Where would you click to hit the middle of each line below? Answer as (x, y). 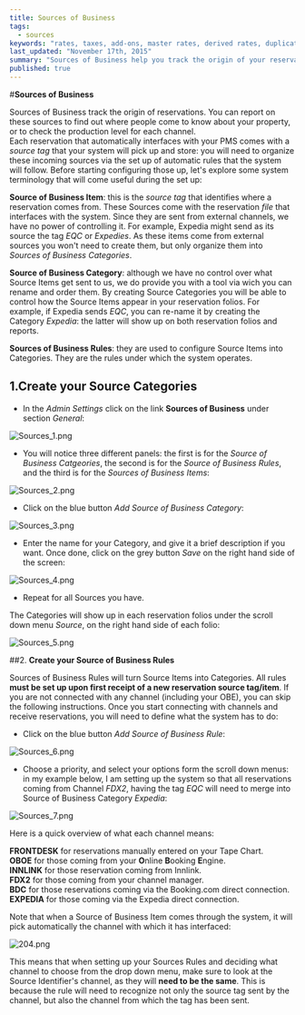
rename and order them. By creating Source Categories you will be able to (148, 292)
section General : (53, 418)
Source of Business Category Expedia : (95, 798)
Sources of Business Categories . (71, 254)
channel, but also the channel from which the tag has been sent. (129, 1000)
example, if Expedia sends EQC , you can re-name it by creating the (135, 311)
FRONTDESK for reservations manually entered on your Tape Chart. (137, 851)
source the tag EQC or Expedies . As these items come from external (137, 235)
